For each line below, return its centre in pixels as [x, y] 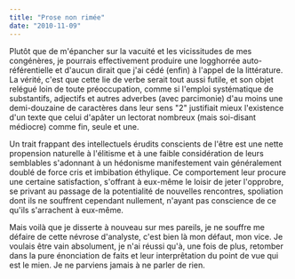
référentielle [31, 70]
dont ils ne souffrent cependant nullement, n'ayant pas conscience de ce [143, 200]
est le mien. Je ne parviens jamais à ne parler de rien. [108, 265]
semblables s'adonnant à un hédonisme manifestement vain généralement [146, 163]
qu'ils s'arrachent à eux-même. [67, 210]
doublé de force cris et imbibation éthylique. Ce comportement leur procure [148, 172]
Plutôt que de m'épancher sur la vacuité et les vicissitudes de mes [131, 51]
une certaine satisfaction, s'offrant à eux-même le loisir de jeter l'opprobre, [147, 181]
